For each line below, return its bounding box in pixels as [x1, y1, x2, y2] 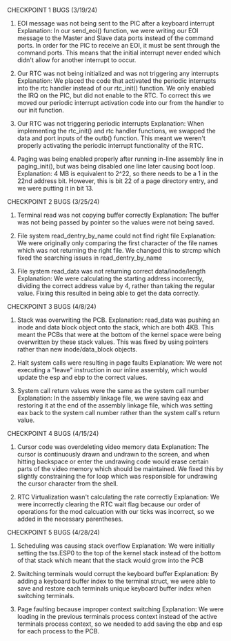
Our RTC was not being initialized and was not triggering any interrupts [17, 69, 219, 77]
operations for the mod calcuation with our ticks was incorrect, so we [17, 508, 215, 515]
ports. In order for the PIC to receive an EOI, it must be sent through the [17, 41, 221, 49]
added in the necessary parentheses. [17, 515, 123, 523]
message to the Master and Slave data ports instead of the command [17, 34, 214, 42]
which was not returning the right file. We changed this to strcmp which [17, 247, 221, 254]
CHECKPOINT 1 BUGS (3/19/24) [7, 6, 98, 14]
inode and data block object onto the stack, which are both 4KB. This [17, 323, 214, 331]
